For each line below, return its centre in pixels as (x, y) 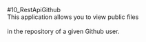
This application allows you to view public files (73, 17)
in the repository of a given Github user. (63, 31)
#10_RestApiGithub (34, 10)
